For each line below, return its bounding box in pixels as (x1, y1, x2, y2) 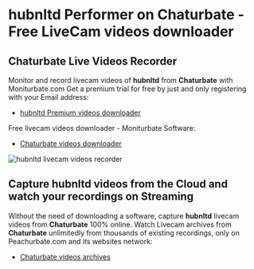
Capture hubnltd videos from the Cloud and (8, 177, 229, 191)
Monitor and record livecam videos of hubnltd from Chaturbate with (8, 76, 233, 85)
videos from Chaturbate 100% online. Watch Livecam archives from (8, 220, 233, 229)
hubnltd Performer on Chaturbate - (8, 6, 245, 24)
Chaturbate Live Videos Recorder (8, 54, 178, 68)
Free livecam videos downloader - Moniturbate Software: (8, 124, 196, 133)
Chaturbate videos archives (19, 251, 111, 261)
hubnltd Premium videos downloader (19, 108, 141, 117)
